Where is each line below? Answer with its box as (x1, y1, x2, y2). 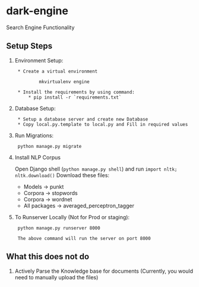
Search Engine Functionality (6, 24, 75, 31)
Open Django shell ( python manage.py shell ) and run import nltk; (14, 165, 178, 172)
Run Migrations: (14, 132, 54, 139)
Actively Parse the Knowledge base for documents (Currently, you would (14, 267, 194, 275)
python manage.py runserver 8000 (17, 225, 100, 231)
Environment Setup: (14, 56, 64, 64)
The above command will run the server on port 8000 (17, 235, 151, 241)
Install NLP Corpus (14, 153, 61, 161)
